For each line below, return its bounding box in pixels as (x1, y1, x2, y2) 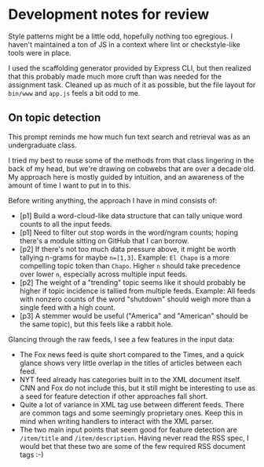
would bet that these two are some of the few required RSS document (19, 441, 246, 451)
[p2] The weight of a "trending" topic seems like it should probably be (19, 277, 246, 287)
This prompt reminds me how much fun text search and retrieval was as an (8, 132, 251, 141)
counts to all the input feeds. (19, 219, 112, 228)
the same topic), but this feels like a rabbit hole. (19, 319, 174, 329)
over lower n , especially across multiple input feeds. (19, 269, 188, 279)
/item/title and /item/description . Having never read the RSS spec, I (19, 433, 249, 443)
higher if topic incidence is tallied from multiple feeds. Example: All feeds (19, 286, 255, 295)
